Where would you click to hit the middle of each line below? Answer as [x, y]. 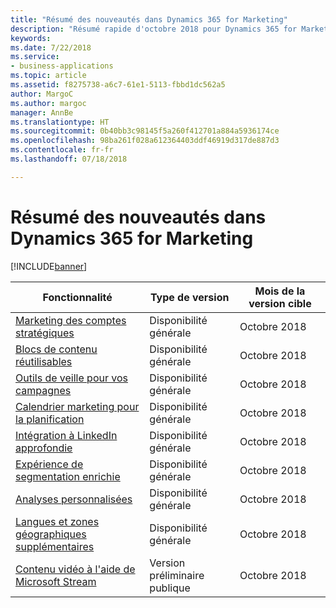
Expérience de [49, 464]
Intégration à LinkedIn [66, 435]
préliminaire [177, 575]
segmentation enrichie [68, 476]
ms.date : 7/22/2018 [51, 47]
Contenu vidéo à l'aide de [75, 569]
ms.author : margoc [48, 103]
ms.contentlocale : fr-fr [62, 150]
